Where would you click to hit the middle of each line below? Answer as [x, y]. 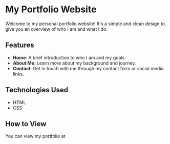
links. [18, 74]
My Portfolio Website [51, 9]
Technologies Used [37, 90]
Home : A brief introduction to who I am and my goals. [69, 57]
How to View [26, 124]
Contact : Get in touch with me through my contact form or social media [88, 68]
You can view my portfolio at [35, 136]
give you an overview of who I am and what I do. [56, 29]
